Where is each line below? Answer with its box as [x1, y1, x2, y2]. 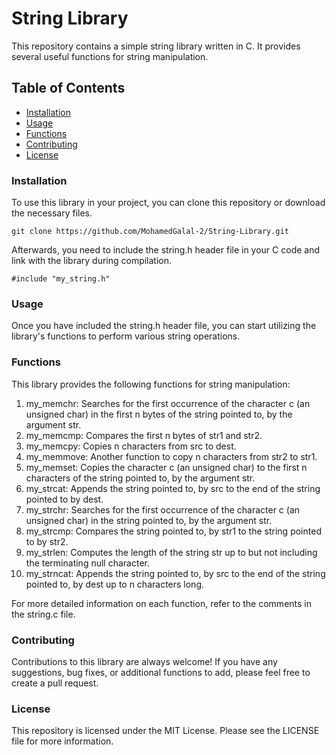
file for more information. [11, 735, 114, 747]
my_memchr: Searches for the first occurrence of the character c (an [25, 397, 311, 409]
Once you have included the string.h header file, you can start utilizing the [11, 320, 317, 332]
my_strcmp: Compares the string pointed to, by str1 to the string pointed [25, 525, 322, 537]
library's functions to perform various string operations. [11, 330, 241, 342]
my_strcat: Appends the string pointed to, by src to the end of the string [25, 482, 321, 494]
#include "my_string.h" [11, 274, 111, 284]
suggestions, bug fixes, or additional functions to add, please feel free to [11, 666, 311, 678]
